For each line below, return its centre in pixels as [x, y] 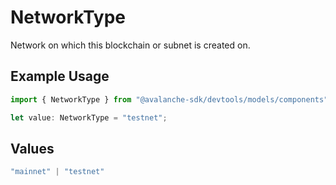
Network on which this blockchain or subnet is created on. [130, 45]
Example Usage [60, 76]
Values [32, 148]
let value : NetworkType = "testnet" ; [89, 117]
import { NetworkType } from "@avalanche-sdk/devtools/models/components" [169, 99]
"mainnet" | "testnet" [57, 172]
